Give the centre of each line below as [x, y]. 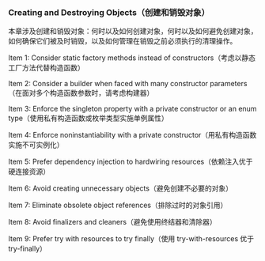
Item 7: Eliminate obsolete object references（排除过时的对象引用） [118, 205]
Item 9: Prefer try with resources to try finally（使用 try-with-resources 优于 [131, 239]
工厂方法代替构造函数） [46, 68]
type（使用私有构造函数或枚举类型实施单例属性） [88, 118]
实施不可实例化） [36, 145]
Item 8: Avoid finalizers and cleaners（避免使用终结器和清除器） [113, 222]
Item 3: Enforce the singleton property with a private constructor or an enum [132, 109]
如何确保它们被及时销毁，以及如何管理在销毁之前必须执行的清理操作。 [123, 41]
